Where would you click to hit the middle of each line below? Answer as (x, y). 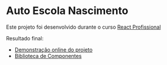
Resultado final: (25, 38)
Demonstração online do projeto (53, 49)
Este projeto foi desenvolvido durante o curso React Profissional (83, 27)
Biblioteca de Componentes (48, 56)
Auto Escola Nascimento (67, 11)
